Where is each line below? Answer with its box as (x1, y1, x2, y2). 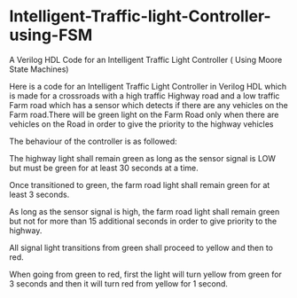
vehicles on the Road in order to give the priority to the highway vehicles (9, 118, 274, 129)
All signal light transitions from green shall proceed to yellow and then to (9, 242, 273, 253)
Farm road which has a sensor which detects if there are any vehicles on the (9, 99, 288, 110)
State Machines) (9, 64, 69, 74)
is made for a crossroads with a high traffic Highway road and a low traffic (9, 90, 280, 101)
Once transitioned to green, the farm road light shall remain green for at (9, 179, 270, 190)
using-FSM (9, 25, 93, 45)
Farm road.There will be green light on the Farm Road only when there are (9, 109, 279, 120)
